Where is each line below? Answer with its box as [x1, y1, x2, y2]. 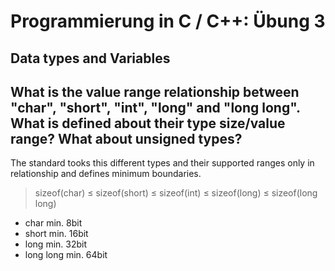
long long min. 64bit [24, 249, 108, 261]
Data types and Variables [10, 50, 171, 67]
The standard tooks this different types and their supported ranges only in [10, 157, 315, 169]
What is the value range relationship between [10, 83, 300, 100]
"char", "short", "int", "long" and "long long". [10, 99, 301, 116]
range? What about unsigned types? [10, 130, 243, 147]
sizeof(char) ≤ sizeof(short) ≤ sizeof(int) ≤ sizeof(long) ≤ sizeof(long [34, 187, 318, 199]
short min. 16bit [24, 228, 89, 240]
